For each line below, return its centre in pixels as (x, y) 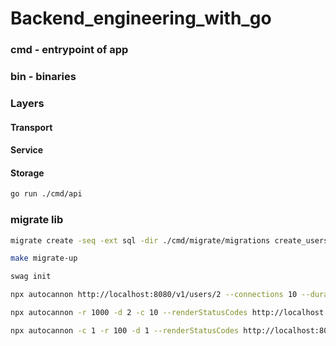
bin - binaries (43, 77)
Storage (27, 173)
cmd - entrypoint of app (69, 50)
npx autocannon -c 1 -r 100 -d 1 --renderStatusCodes (125, 330)
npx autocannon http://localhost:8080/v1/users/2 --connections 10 (154, 295)
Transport (31, 127)
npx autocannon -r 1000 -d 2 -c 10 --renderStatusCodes (129, 313)
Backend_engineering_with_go (141, 18)
